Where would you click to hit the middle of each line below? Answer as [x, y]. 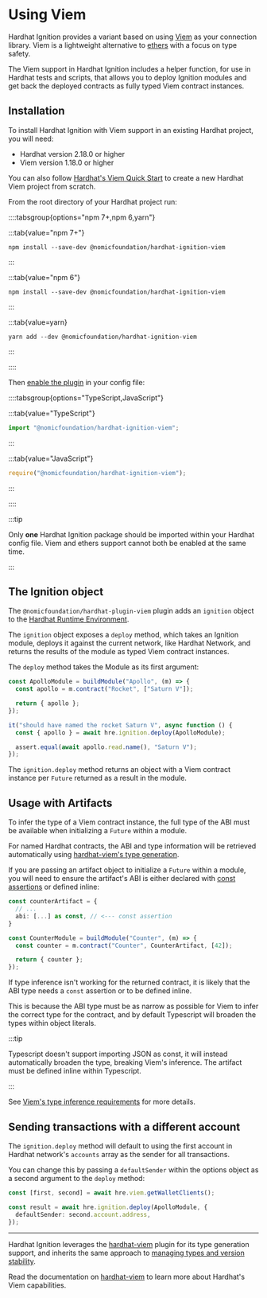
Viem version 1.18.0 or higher [67, 162]
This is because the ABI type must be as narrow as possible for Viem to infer [133, 1006]
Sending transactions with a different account [124, 1126]
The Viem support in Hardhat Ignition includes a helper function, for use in [130, 68]
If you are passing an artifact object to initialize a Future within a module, [127, 870]
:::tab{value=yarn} [38, 322]
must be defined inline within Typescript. [75, 1071]
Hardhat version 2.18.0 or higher [72, 154]
